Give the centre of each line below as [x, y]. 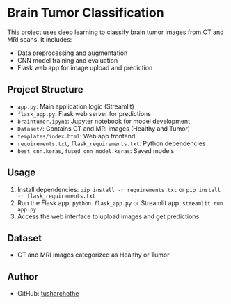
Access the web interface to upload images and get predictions [108, 216]
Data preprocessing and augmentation [72, 53]
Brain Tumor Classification [86, 13]
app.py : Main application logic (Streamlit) [75, 106]
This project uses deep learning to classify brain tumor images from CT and [115, 32]
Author [23, 277]
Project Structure [45, 89]
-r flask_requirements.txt [56, 196]
